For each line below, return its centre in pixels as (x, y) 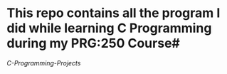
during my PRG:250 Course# (94, 43)
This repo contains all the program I (114, 13)
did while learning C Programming (109, 28)
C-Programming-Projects (44, 63)
